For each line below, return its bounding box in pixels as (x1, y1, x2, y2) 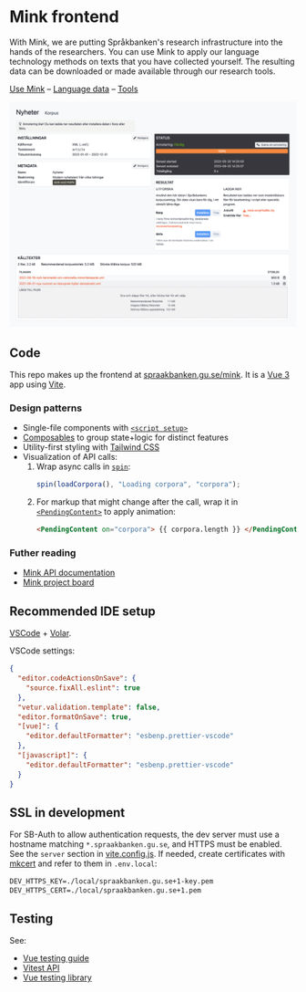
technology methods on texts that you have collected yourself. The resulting (9, 56, 295, 67)
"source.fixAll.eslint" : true (25, 683, 141, 693)
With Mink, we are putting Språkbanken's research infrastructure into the (9, 37, 283, 47)
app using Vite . (9, 379, 66, 390)
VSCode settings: (9, 645, 76, 656)
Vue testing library (22, 972, 93, 983)
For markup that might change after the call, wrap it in (36, 496, 239, 507)
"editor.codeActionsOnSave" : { (17, 674, 137, 683)
